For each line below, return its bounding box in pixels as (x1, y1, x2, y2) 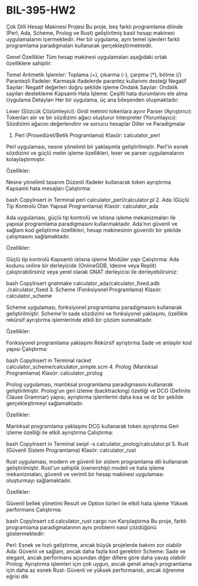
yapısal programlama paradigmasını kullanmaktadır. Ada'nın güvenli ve (6, 220, 178, 227)
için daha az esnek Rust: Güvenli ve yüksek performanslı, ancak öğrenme (6, 567, 185, 574)
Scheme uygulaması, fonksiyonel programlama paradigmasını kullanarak (6, 304, 182, 311)
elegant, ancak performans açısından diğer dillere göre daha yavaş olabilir (6, 554, 186, 561)
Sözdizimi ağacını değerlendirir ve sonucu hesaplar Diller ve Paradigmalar (6, 120, 186, 127)
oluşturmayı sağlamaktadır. (6, 477, 72, 484)
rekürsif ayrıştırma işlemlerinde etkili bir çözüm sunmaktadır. (6, 316, 153, 323)
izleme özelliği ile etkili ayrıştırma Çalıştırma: (6, 429, 113, 436)
